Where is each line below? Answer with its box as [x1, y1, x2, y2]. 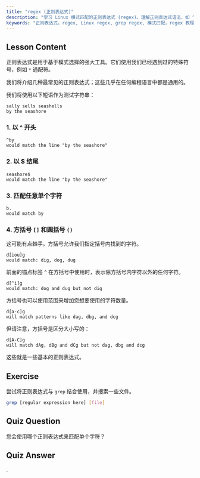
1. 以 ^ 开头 [6, 124, 37, 132]
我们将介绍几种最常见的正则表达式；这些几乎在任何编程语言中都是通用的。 [6, 79, 189, 86]
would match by [6, 211, 44, 217]
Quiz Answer [6, 451, 55, 461]
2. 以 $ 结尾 [6, 158, 39, 166]
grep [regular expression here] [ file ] [6, 400, 105, 406]
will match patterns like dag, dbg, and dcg [6, 314, 118, 320]
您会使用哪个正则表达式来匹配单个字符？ [6, 433, 105, 440]
